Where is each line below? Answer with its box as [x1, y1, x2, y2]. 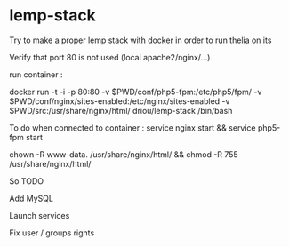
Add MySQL [9, 193, 53, 203]
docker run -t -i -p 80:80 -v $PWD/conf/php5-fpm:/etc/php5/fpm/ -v [9, 86, 262, 97]
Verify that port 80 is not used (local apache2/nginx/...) [9, 52, 211, 62]
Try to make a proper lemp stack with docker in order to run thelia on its [9, 35, 272, 45]
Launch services [9, 210, 70, 220]
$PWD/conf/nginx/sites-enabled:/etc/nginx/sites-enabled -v [9, 95, 230, 107]
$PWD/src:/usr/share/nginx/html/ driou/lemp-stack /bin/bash [9, 105, 233, 116]
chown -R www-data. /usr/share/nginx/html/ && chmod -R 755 [9, 148, 238, 160]
